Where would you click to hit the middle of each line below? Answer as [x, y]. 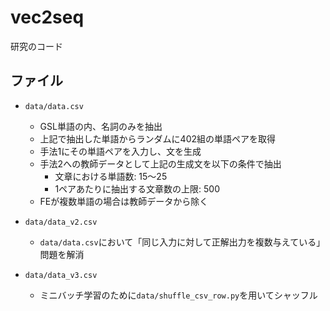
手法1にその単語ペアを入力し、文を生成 [120, 151]
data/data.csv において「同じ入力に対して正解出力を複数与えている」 [182, 242]
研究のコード [36, 46]
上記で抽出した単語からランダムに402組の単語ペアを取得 [158, 138]
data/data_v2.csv [61, 222]
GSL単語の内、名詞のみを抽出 [101, 126]
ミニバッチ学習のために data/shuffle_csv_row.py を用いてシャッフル [178, 295]
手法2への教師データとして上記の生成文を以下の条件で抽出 [160, 163]
